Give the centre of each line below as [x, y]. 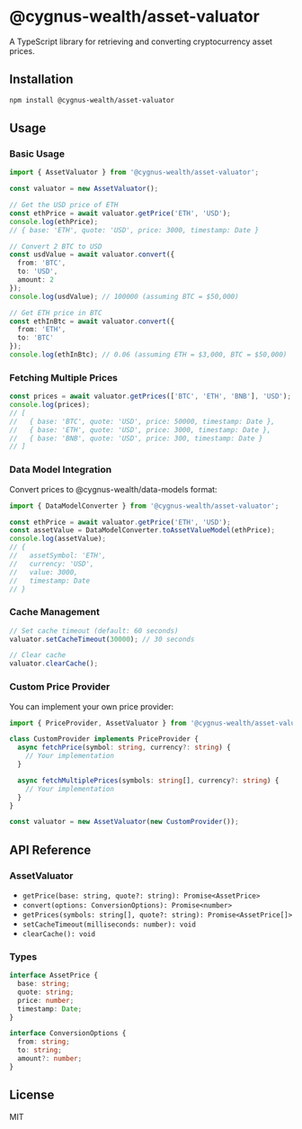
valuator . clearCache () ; [54, 664]
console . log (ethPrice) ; [54, 221]
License [32, 1095]
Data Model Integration [61, 470]
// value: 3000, [44, 572]
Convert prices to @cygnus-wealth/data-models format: [113, 489]
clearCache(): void [59, 934]
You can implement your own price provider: [92, 706]
